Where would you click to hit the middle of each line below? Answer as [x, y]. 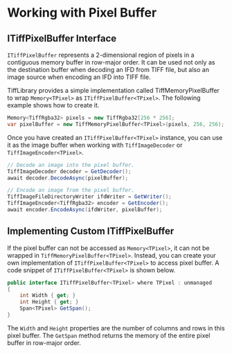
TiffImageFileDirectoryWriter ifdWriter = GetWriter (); [89, 197]
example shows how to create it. [53, 105]
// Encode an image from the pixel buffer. [71, 191]
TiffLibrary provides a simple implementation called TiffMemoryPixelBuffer [114, 90]
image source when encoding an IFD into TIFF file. [79, 77]
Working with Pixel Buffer [82, 13]
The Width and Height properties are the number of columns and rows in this [116, 328]
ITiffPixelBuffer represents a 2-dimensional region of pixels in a [101, 55]
